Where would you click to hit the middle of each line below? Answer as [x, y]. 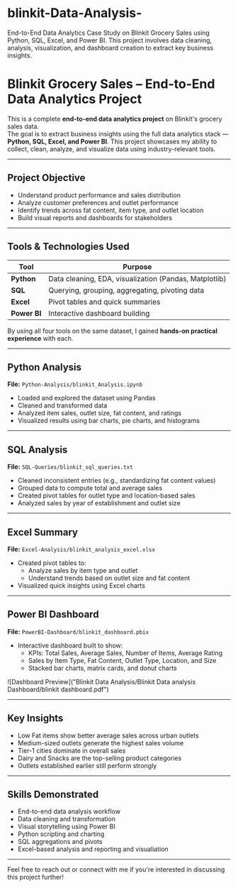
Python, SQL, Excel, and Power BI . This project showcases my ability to [112, 141]
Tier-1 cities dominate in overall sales [72, 750]
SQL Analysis [38, 450]
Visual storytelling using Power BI [66, 827]
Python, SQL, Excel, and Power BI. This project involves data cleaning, [110, 40]
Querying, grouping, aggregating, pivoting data [126, 290]
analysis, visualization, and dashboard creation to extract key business [110, 48]
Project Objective [46, 178]
